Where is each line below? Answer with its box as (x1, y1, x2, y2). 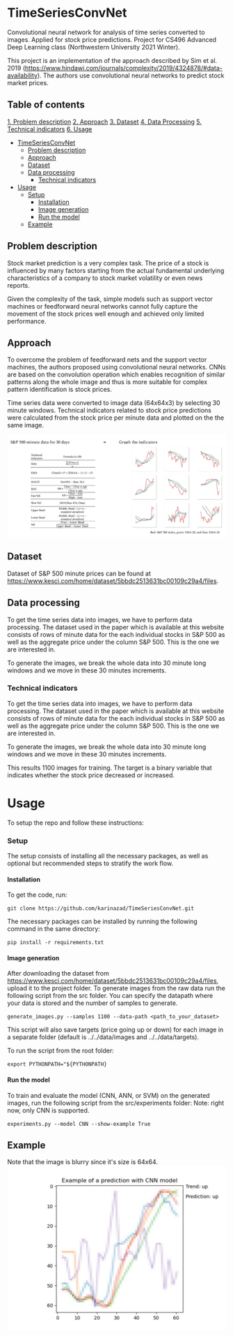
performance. (7, 316, 47, 325)
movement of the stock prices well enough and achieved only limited (7, 309, 204, 318)
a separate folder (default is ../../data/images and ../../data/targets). (7, 1033, 200, 1041)
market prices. (7, 78, 49, 87)
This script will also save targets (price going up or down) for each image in (7, 1025, 224, 1034)
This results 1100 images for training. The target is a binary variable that (7, 763, 212, 772)
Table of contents (7, 99, 85, 111)
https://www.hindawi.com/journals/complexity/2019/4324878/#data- (24, 64, 223, 72)
